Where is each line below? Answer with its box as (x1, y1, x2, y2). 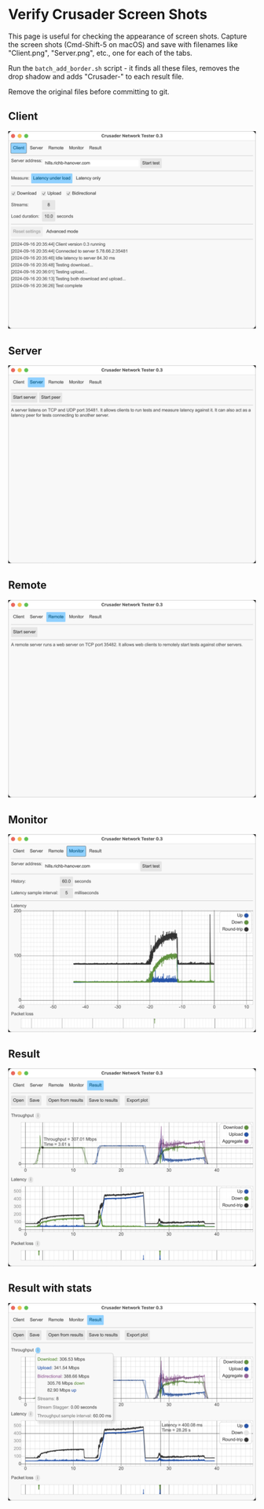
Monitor (8, 813, 49, 826)
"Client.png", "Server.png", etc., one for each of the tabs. (8, 48, 192, 57)
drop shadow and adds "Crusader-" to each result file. (8, 71, 185, 81)
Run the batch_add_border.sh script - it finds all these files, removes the (8, 63, 240, 72)
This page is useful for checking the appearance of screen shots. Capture (8, 31, 247, 41)
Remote (8, 579, 47, 592)
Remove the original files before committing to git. (8, 86, 170, 96)
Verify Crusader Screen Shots (8, 5, 208, 24)
